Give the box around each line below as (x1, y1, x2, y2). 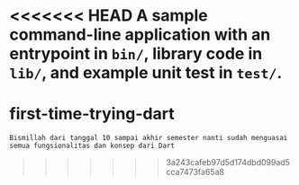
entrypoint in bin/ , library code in (9, 44, 263, 64)
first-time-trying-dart (9, 104, 175, 124)
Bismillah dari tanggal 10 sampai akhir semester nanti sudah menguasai (9, 134, 288, 143)
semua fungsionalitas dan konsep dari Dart (9, 141, 176, 151)
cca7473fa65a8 (166, 167, 225, 178)
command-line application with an (9, 24, 271, 45)
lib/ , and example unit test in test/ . (9, 63, 283, 84)
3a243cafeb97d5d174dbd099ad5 (166, 157, 291, 168)
